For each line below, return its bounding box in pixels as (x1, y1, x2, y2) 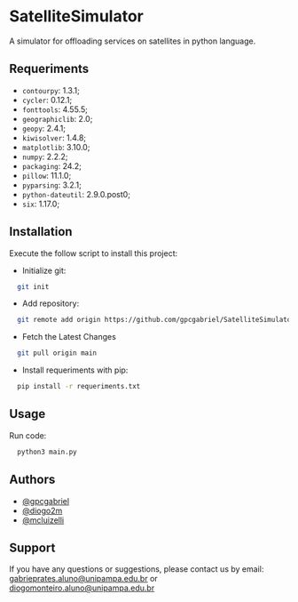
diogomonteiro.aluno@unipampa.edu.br (9, 582, 155, 593)
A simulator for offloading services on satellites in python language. (9, 36, 256, 46)
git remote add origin (17, 316, 101, 325)
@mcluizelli (21, 514, 65, 526)
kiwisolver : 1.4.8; (21, 132, 87, 143)
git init (17, 282, 50, 291)
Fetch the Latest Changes (21, 332, 117, 342)
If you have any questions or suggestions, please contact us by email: (9, 564, 264, 574)
